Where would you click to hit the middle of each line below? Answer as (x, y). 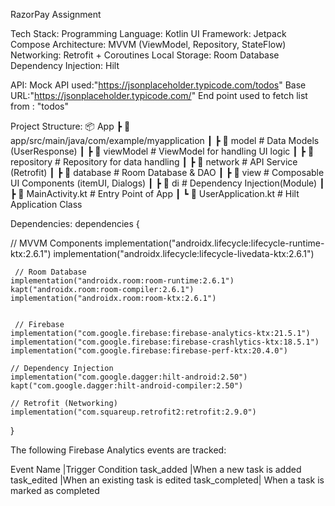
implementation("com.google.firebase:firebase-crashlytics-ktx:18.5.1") (165, 342)
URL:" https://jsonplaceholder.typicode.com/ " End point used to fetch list (159, 95)
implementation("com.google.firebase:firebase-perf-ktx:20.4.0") (149, 351)
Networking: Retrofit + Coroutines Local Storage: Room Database (145, 55)
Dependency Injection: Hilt (65, 65)
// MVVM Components (56, 243)
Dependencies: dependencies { (75, 223)
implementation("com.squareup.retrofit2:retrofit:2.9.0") (133, 412)
